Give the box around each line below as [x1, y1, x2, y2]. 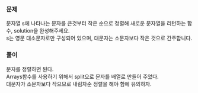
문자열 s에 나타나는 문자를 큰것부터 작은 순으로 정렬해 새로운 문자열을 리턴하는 [6, 20, 186, 27]
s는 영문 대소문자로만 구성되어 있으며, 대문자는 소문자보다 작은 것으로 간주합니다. [6, 34, 193, 42]
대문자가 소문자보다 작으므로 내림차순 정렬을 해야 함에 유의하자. [6, 80, 152, 87]
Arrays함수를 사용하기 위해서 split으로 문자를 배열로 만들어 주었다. [6, 73, 159, 80]
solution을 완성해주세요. [14, 27, 70, 34]
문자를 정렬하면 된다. [6, 65, 54, 72]
